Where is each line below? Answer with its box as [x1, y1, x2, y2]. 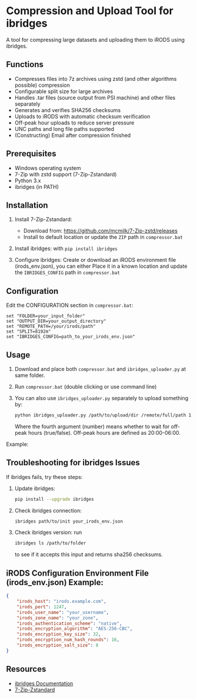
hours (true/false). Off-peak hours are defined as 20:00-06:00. [28, 429, 181, 436]
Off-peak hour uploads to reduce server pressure [14, 119, 135, 126]
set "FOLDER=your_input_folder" [6, 313, 85, 319]
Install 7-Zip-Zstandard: [14, 216, 72, 223]
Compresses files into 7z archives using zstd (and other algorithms [14, 75, 177, 82]
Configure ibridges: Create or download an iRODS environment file [14, 257, 176, 264]
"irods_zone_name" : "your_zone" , [16, 615, 99, 621]
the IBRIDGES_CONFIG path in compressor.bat [14, 269, 121, 276]
